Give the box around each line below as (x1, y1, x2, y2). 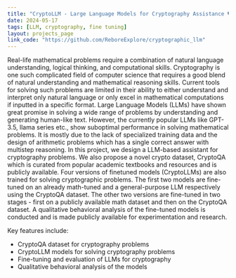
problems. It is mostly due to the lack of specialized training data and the (7, 131, 218, 139)
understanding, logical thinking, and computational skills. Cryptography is (7, 63, 221, 72)
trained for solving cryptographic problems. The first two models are (7, 175, 206, 184)
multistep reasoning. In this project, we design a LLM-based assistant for (7, 146, 218, 154)
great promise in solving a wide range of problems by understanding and (7, 108, 218, 117)
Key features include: (7, 227, 69, 235)
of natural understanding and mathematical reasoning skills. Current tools (7, 78, 220, 87)
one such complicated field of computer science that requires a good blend (7, 71, 226, 80)
